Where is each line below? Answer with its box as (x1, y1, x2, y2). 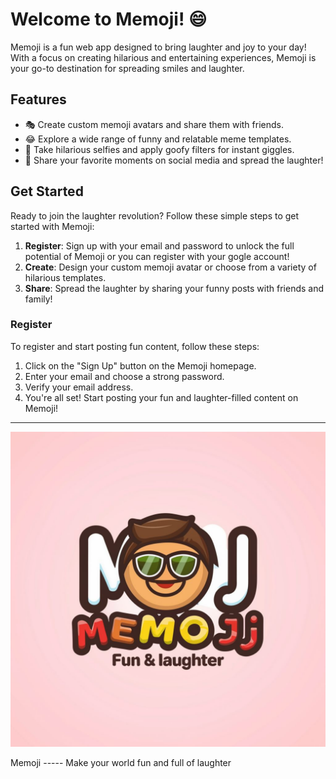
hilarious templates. (24, 271, 107, 283)
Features (10, 91, 67, 108)
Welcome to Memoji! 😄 (10, 8, 208, 31)
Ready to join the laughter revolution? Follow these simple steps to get (10, 209, 300, 222)
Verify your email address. (24, 381, 134, 393)
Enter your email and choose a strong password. (24, 370, 225, 382)
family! (24, 293, 53, 305)
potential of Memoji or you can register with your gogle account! (24, 250, 290, 262)
